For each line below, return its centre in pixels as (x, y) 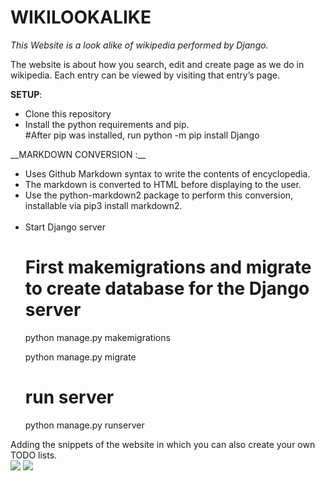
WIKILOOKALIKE (81, 17)
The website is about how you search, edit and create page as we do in (157, 64)
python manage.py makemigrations (97, 337)
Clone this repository (68, 113)
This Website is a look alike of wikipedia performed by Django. (139, 45)
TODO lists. (34, 455)
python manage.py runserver (84, 425)
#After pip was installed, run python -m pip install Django (142, 135)
